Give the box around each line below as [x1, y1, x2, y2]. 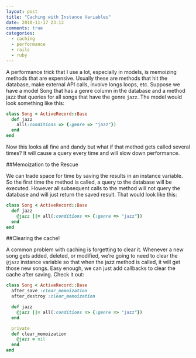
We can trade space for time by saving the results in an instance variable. [6, 173, 183, 179]
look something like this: [6, 99, 64, 106]
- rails [11, 47, 30, 53]
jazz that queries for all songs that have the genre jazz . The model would [6, 93, 183, 100]
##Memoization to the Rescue [6, 161, 79, 168]
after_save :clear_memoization [11, 288, 88, 294]
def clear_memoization [11, 331, 67, 337]
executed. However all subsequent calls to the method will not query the [6, 185, 180, 191]
